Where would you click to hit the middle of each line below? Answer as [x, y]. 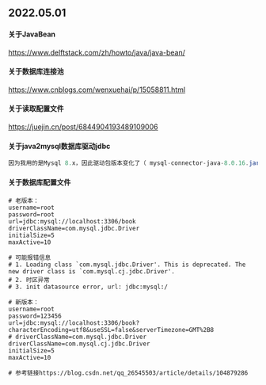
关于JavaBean [32, 34]
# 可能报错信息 [30, 258]
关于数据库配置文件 [40, 182]
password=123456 [35, 316]
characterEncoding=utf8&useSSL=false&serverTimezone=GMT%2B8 [111, 330]
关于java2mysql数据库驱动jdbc [59, 146]
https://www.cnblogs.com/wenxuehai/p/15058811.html [97, 90]
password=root [32, 215]
